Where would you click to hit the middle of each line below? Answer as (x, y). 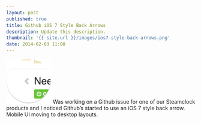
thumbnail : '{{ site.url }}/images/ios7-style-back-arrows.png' (88, 38)
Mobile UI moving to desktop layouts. (52, 114)
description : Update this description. (56, 32)
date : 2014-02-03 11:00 (36, 44)
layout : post (22, 13)
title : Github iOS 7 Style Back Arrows (56, 25)
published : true (26, 19)
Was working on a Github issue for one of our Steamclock (124, 102)
